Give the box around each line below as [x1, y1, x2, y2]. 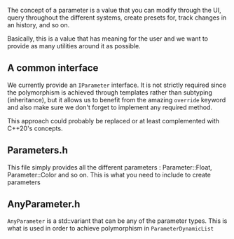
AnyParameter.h [7, 198, 81, 210]
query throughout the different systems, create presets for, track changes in [7, 13, 227, 22]
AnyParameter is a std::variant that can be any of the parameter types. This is [7, 217, 228, 225]
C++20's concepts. [7, 124, 63, 132]
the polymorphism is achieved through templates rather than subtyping [7, 88, 212, 97]
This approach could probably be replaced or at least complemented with [7, 116, 219, 125]
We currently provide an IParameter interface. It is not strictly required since [7, 81, 226, 89]
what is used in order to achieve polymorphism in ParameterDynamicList [7, 224, 214, 233]
